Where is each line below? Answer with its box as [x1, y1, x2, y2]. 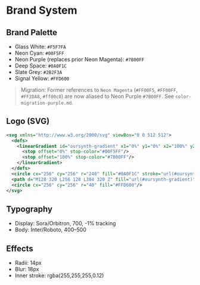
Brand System [6, 4, 77, 17]
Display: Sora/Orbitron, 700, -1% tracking [14, 220, 116, 227]
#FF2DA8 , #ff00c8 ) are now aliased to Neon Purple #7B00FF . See [20, 93, 174, 100]
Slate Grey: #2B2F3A [14, 69, 62, 75]
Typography [6, 204, 52, 214]
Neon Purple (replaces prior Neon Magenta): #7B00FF [14, 56, 145, 63]
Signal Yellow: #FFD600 [14, 75, 70, 82]
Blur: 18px [14, 266, 40, 273]
